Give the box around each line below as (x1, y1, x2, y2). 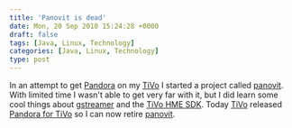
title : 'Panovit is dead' (9, 13, 106, 23)
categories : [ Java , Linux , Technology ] (9, 47, 160, 56)
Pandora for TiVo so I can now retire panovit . (9, 109, 176, 119)
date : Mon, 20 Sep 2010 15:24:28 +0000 (9, 22, 160, 31)
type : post (9, 55, 50, 64)
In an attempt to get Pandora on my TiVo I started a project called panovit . (9, 80, 284, 90)
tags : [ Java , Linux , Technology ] (9, 38, 135, 48)
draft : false (9, 30, 59, 39)
